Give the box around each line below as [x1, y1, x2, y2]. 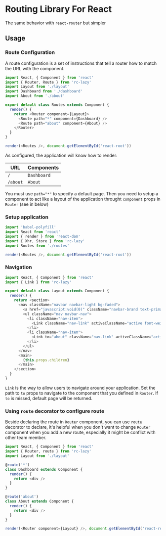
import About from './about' [5, 93, 65, 98]
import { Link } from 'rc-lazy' [5, 279, 72, 285]
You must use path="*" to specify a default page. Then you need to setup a [5, 190, 159, 196]
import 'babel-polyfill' [5, 225, 56, 230]
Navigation [5, 264, 32, 270]
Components [28, 164, 59, 171]
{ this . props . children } [23, 357, 70, 362]
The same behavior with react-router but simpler [5, 20, 106, 26]
